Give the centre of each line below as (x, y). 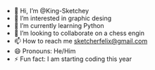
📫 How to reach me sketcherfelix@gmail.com (81, 41)
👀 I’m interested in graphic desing (63, 18)
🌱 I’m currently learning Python (59, 26)
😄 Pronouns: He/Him (45, 51)
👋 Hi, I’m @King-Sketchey (51, 11)
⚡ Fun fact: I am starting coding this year (73, 59)
